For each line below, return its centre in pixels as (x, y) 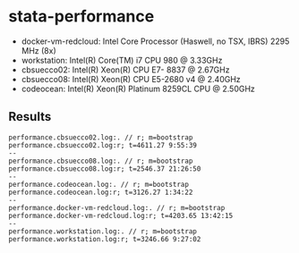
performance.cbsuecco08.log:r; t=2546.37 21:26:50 (105, 169)
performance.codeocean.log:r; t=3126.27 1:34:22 (101, 192)
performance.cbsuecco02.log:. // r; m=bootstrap (101, 137)
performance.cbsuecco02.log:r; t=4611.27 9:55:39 (103, 145)
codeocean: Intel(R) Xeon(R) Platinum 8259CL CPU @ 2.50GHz (138, 89)
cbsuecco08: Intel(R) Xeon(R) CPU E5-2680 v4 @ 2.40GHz (131, 79)
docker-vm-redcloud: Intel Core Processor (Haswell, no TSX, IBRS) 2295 (155, 41)
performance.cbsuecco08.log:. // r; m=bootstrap (101, 161)
